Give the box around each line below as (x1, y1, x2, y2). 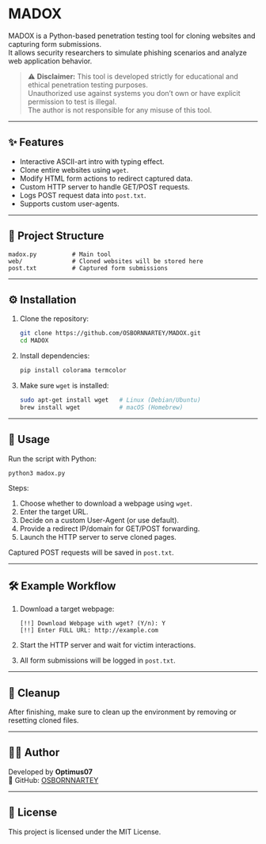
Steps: (8, 483, 29, 493)
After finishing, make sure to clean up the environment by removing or (8, 707, 237, 717)
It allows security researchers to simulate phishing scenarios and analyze (8, 48, 248, 57)
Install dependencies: (19, 351, 90, 361)
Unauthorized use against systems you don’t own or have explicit (27, 88, 241, 97)
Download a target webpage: (19, 604, 115, 614)
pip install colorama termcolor (19, 366, 127, 375)
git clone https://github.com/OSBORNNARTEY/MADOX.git (19, 330, 201, 338)
